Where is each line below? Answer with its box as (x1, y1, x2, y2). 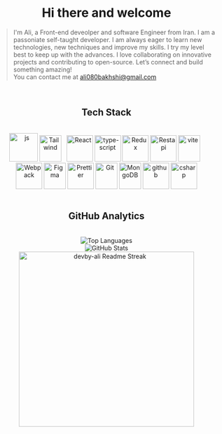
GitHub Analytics (68, 210, 145, 222)
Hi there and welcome (41, 5, 172, 21)
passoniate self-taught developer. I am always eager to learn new (13, 35, 202, 43)
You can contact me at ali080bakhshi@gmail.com (13, 72, 157, 81)
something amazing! (13, 65, 73, 73)
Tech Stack (81, 106, 132, 118)
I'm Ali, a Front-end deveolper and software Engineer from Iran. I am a (13, 28, 215, 36)
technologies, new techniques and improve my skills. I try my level (13, 43, 204, 51)
